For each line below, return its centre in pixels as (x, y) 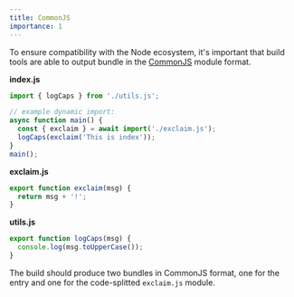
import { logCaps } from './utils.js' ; (85, 96)
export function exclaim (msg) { (70, 188)
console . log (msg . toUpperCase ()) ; (81, 247)
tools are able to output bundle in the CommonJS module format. (130, 62)
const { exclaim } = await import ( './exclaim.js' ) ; (117, 129)
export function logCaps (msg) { (70, 239)
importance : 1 (36, 26)
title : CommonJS (40, 18)
